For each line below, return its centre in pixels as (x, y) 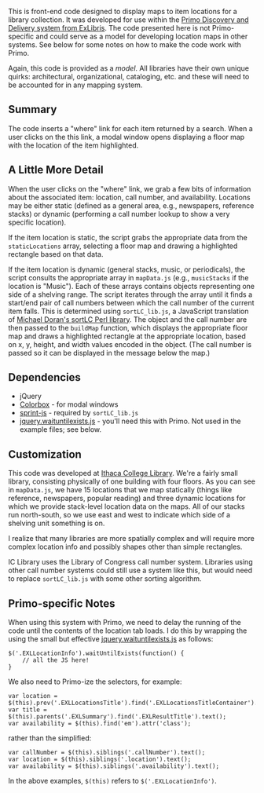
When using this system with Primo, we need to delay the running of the (125, 623)
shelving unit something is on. (57, 523)
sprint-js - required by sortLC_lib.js (79, 413)
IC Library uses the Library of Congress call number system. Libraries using (130, 562)
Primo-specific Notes (62, 603)
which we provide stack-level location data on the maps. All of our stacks (126, 506)
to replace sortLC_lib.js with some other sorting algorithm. (105, 579)
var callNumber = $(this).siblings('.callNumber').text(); (107, 753)
